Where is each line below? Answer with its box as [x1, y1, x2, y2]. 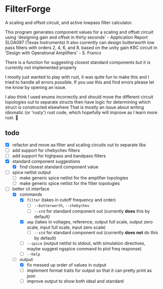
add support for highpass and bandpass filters [12, 153, 106, 158]
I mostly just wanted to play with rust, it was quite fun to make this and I [5, 74, 149, 80]
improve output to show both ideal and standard [26, 278, 124, 284]
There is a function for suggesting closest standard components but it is [5, 59, 151, 65]
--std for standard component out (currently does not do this [34, 229, 158, 235]
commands [19, 192, 43, 198]
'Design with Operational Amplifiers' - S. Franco [5, 50, 101, 56]
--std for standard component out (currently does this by [34, 208, 150, 214]
